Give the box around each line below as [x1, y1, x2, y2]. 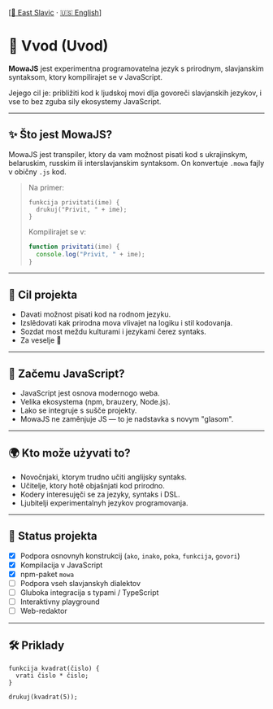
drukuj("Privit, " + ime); [36, 205, 128, 213]
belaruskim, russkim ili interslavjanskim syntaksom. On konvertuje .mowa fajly [8, 158, 265, 168]
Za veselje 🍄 [19, 335, 62, 345]
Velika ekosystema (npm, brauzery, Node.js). [19, 397, 171, 406]
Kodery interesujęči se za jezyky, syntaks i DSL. [19, 489, 180, 499]
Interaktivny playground [19, 597, 100, 606]
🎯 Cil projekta [8, 287, 78, 301]
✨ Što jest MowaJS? [8, 128, 112, 142]
